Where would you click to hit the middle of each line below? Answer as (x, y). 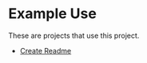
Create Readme (46, 50)
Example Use (53, 14)
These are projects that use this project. (74, 35)
